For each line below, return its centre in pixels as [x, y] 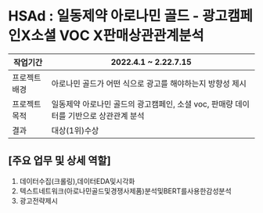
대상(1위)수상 [75, 130]
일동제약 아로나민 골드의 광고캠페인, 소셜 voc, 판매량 [142, 104]
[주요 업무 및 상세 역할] [59, 161]
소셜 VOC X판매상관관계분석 [118, 36]
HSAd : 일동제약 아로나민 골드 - [104, 16]
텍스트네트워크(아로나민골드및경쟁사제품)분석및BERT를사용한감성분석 [126, 191]
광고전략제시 [39, 200]
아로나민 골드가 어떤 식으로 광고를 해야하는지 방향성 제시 [149, 83]
